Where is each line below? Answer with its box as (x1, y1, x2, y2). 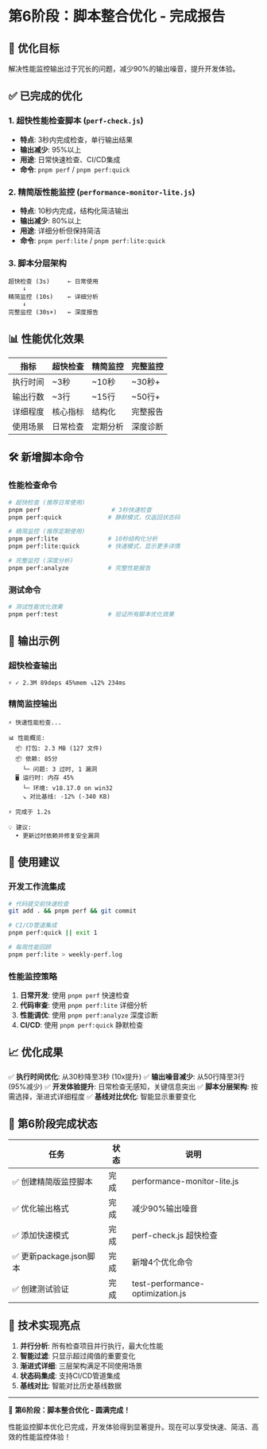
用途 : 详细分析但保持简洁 (19, 226, 101, 235)
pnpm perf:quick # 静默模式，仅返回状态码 (8, 513, 180, 521)
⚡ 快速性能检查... (8, 719, 62, 726)
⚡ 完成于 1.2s (8, 808, 52, 816)
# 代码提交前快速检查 (8, 900, 69, 908)
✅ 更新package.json (12, 1250, 87, 1261)
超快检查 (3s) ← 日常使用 (8, 277, 99, 286)
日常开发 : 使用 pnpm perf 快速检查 (19, 990, 130, 1000)
